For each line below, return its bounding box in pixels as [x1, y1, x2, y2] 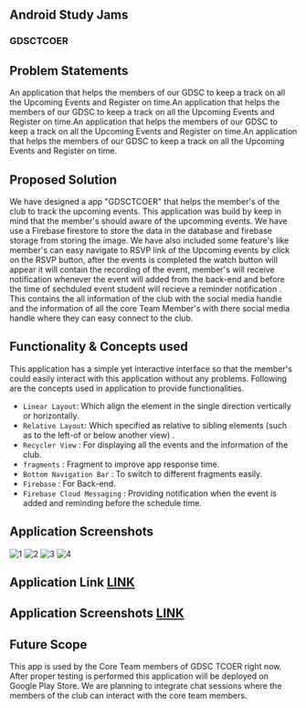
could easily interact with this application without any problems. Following [9, 373, 288, 384]
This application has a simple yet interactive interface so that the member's [9, 363, 292, 374]
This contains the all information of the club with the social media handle [9, 292, 283, 304]
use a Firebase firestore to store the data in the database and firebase [9, 225, 272, 236]
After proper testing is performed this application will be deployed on [9, 671, 269, 682]
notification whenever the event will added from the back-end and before [9, 273, 285, 284]
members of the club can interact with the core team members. [9, 690, 248, 702]
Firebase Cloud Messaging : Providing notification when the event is [22, 488, 277, 499]
